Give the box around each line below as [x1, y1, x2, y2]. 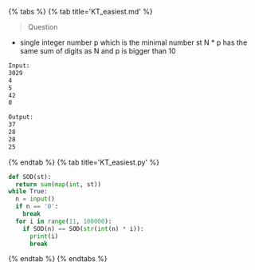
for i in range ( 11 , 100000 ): [15, 217, 112, 225]
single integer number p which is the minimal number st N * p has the [19, 38, 248, 47]
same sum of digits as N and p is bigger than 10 [19, 46, 177, 55]
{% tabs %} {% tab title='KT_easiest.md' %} [8, 7, 153, 16]
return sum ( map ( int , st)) [15, 180, 102, 189]
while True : [8, 188, 48, 196]
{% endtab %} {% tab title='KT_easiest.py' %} [8, 157, 159, 167]
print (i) [29, 232, 59, 240]
